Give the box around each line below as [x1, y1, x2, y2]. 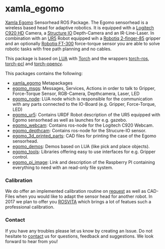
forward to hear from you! [5, 238, 58, 244]
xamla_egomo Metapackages [12, 80, 73, 86]
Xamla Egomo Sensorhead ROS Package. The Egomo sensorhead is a [5, 19, 148, 25]
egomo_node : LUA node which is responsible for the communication [12, 95, 153, 102]
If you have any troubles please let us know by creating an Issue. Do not [5, 228, 153, 234]
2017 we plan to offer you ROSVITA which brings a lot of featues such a [5, 199, 152, 205]
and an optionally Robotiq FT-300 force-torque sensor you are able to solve [5, 40, 160, 46]
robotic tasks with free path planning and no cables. [5, 46, 112, 52]
